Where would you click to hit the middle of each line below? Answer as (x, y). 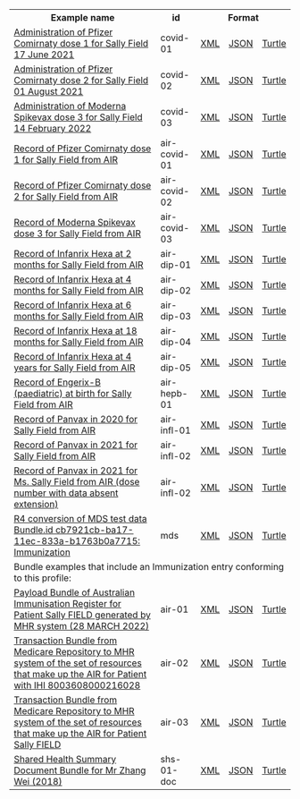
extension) (36, 504)
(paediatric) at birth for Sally (73, 393)
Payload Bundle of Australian (75, 592)
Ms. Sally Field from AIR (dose (77, 482)
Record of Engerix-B (57, 382)
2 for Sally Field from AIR (66, 196)
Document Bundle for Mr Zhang (80, 770)
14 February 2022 (53, 128)
